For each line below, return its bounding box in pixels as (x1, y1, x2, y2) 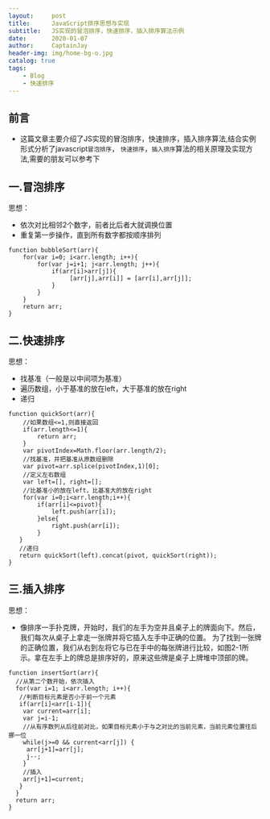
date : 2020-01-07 (8, 34, 88, 43)
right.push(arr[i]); (51, 522, 121, 530)
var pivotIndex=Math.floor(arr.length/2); (22, 447, 167, 455)
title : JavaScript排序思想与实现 (8, 19, 130, 27)
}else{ (37, 514, 59, 522)
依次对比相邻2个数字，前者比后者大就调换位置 (19, 220, 173, 230)
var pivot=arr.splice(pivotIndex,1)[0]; (22, 462, 160, 470)
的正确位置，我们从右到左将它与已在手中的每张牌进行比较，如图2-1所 (19, 642, 249, 652)
